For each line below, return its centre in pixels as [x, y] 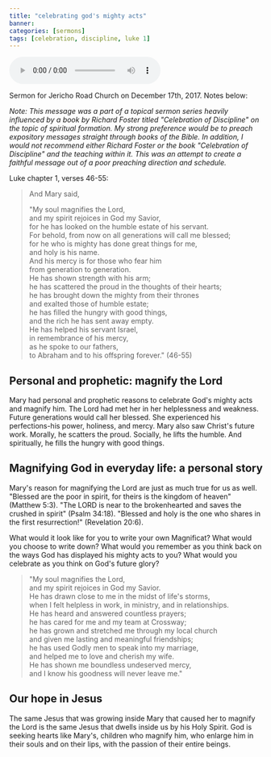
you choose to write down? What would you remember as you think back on [135, 546]
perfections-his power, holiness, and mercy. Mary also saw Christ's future [132, 426]
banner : [22, 23]
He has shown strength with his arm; [90, 278]
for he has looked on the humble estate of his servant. [119, 227]
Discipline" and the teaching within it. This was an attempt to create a [125, 154]
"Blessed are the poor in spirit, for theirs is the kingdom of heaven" [120, 496]
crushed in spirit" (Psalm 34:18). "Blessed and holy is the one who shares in [135, 513]
